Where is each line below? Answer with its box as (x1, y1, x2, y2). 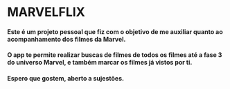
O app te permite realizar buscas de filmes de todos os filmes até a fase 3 (7, 51, 222, 59)
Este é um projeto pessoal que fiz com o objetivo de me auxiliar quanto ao (7, 27, 223, 35)
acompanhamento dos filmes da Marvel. (7, 35, 126, 43)
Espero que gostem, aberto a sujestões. (7, 74, 125, 82)
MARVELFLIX (7, 4, 85, 20)
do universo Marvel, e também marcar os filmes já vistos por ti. (7, 58, 193, 67)
